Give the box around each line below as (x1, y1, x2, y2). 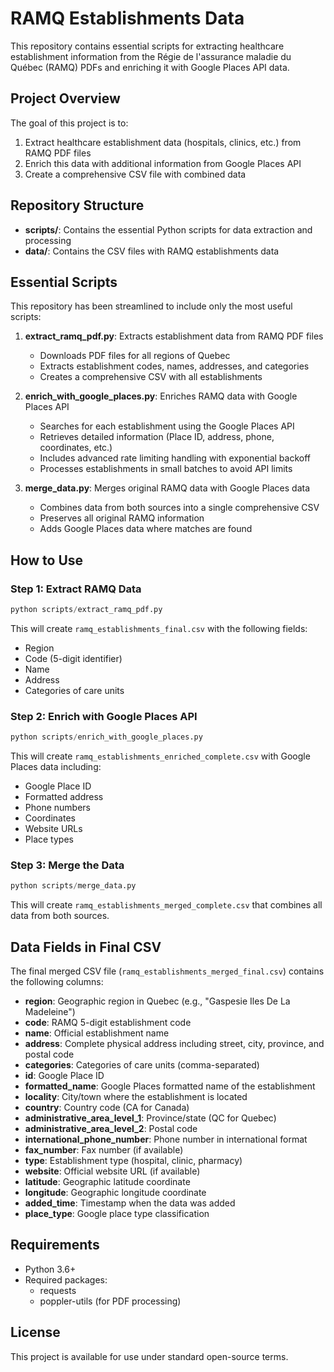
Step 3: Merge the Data (10, 858, 125, 872)
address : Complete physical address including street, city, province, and (24, 1038, 325, 1050)
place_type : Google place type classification (24, 1208, 210, 1220)
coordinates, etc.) (39, 442, 113, 454)
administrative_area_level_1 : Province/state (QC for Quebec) (24, 1112, 277, 1124)
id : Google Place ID (24, 1070, 105, 1082)
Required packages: (24, 1273, 108, 1286)
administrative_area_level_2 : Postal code (24, 1123, 198, 1135)
